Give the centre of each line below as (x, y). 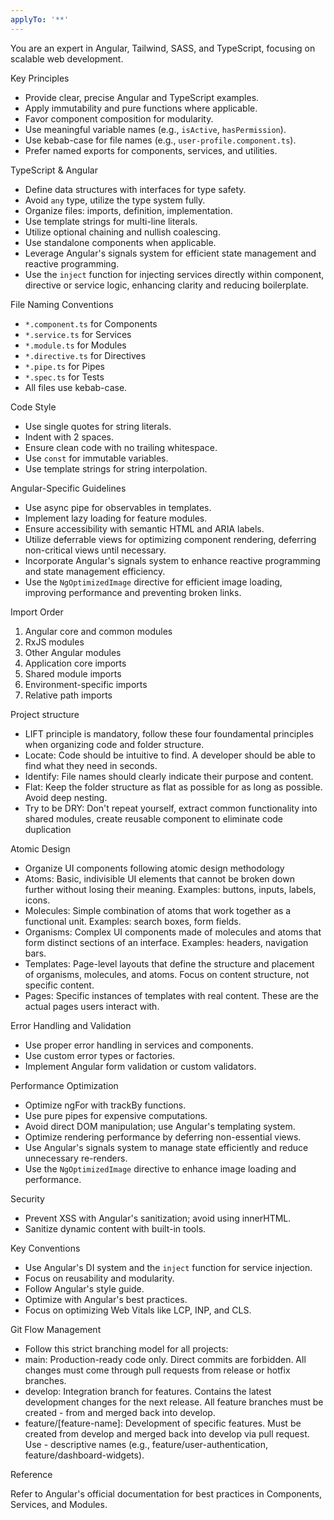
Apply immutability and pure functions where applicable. (141, 108)
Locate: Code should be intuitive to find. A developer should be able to (170, 755)
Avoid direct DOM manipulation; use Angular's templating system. (160, 1126)
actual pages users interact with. (92, 1006)
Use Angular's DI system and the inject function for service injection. (168, 1267)
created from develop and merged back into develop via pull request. (167, 1433)
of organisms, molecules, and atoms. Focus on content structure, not (167, 974)
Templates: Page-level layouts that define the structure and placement (169, 963)
